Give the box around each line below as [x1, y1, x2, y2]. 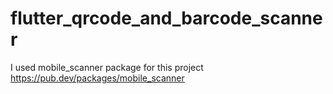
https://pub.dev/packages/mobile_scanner [10, 72, 185, 84]
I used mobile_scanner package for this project [10, 61, 204, 73]
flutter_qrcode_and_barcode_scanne [10, 7, 323, 30]
